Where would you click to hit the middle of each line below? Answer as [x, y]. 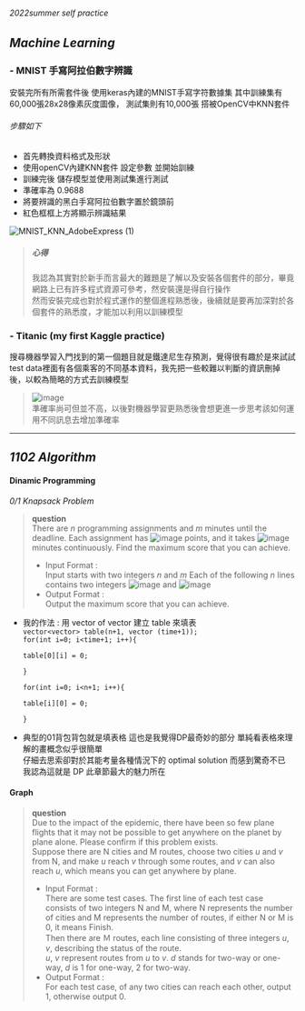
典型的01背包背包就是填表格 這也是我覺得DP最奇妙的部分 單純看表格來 [154, 737]
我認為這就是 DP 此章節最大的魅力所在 [94, 771]
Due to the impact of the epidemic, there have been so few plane [153, 822]
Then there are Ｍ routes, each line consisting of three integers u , [167, 937]
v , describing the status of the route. [113, 948]
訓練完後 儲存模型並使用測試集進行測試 [95, 178]
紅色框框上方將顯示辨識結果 [74, 213]
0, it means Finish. [79, 926]
